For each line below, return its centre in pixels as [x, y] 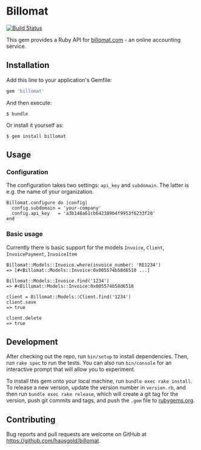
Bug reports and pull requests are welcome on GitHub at [77, 434]
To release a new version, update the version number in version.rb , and [96, 387]
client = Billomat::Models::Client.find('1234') [69, 297]
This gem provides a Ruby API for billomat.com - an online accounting [94, 39]
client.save [21, 302]
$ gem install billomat [36, 136]
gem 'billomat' [25, 91]
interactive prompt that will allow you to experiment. [71, 369]
